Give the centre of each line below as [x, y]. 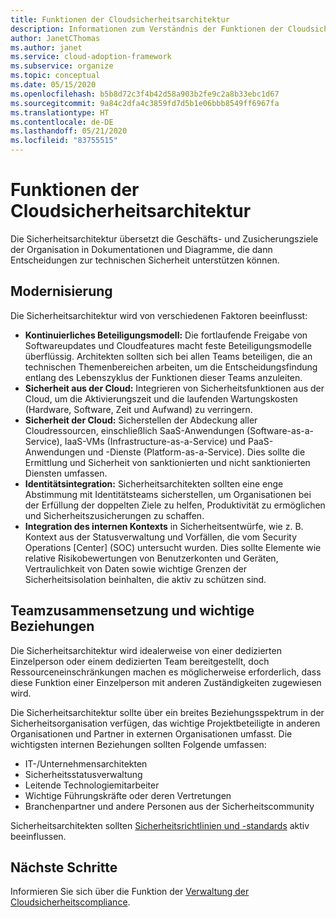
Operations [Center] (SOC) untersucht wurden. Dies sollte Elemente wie [173, 547]
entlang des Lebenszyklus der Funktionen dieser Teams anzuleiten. [163, 377]
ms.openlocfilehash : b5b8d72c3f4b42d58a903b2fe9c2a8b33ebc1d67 [145, 94]
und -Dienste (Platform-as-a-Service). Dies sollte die [196, 452]
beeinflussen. [38, 836]
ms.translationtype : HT [60, 112]
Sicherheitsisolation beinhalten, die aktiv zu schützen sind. [145, 579]
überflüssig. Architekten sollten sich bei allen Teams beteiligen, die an [168, 356]
